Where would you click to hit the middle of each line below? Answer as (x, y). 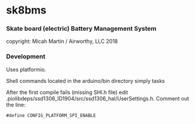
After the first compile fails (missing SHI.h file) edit (67, 92)
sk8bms (27, 10)
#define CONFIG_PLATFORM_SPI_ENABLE (51, 115)
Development (26, 56)
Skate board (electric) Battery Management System (81, 29)
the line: (16, 105)
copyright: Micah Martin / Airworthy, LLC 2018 (62, 41)
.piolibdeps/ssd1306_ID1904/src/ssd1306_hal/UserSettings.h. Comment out (98, 98)
